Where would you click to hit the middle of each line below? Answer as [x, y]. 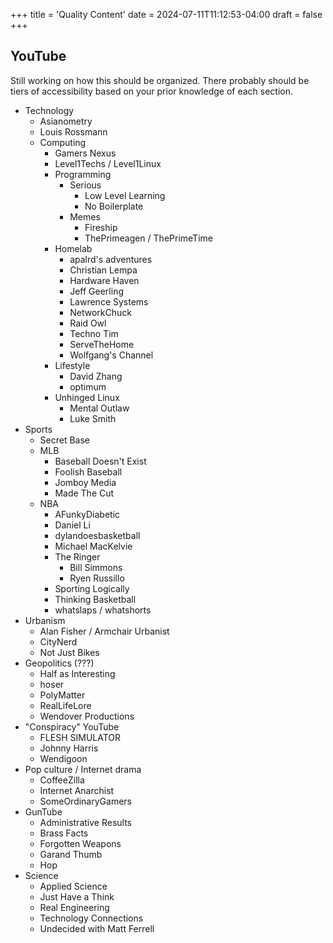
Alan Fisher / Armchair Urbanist [104, 631]
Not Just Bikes [69, 652]
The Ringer [77, 556]
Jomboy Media [85, 482]
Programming [83, 174]
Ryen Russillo [97, 578]
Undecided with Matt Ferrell [97, 928]
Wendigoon [63, 758]
